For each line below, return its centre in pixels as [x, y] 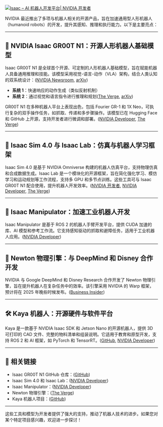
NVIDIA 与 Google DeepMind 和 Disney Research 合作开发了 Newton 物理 [78, 280]
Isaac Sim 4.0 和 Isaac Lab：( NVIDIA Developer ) [60, 380]
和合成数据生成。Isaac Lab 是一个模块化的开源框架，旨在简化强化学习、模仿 [81, 173]
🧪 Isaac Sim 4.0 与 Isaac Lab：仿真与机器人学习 [77, 145]
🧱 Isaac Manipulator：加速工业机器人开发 [67, 212]
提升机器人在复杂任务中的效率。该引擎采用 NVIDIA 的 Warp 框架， [88, 286]
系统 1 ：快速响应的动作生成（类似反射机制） [56, 90]
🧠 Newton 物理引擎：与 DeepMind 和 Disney [72, 258]
